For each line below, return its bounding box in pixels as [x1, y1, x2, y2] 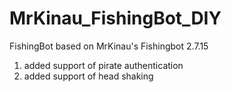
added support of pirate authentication [23, 59, 184, 71]
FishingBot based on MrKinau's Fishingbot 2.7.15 [9, 40, 209, 52]
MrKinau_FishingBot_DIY [9, 7, 222, 30]
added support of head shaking [23, 70, 154, 82]
